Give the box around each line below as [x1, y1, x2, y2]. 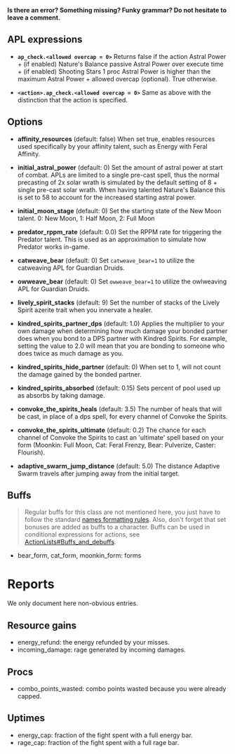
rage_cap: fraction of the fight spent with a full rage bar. [17, 738, 180, 746]
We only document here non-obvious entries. [7, 599, 138, 607]
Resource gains [7, 619, 77, 631]
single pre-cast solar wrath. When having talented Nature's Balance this [17, 185, 226, 194]
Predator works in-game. [17, 242, 90, 251]
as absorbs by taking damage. [17, 391, 105, 399]
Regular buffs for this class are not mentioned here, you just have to [24, 508, 221, 516]
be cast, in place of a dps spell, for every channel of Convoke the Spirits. [17, 412, 228, 420]
